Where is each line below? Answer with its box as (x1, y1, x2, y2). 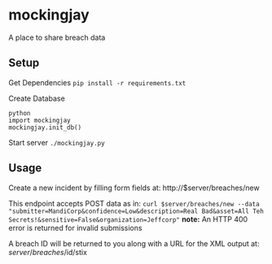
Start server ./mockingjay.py (8, 137, 105, 147)
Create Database (8, 93, 65, 103)
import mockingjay (8, 116, 71, 124)
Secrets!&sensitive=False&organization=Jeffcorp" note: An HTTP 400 (8, 214, 248, 224)
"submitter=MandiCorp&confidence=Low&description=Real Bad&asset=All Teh (8, 207, 265, 215)
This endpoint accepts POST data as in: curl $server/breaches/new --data (8, 198, 260, 208)
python (8, 109, 31, 117)
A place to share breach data (8, 32, 106, 42)
